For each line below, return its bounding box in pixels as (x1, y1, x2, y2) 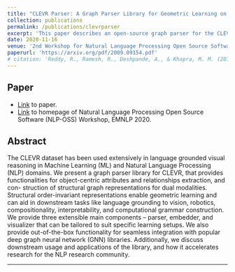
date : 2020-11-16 (7, 36, 58, 43)
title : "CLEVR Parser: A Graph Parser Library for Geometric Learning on (7, 10, 227, 17)
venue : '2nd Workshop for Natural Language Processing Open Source (7, 43, 208, 50)
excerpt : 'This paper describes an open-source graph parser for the (7, 29, 215, 37)
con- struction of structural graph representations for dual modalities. (7, 183, 208, 192)
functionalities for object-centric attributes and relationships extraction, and (7, 176, 225, 185)
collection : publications (7, 17, 83, 24)
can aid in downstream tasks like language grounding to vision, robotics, (7, 199, 216, 207)
